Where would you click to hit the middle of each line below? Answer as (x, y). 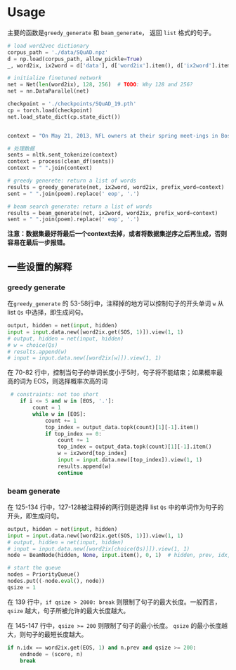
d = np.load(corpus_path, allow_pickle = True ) (75, 59)
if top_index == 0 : (73, 434)
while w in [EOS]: (59, 414)
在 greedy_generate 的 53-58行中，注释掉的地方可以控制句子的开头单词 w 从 (116, 303)
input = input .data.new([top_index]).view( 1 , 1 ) (130, 460)
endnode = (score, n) (51, 654)
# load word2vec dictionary (48, 46)
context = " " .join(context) (50, 168)
